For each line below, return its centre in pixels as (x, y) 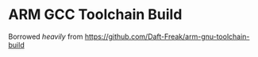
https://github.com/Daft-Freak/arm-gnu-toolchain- (167, 36)
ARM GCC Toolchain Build (95, 15)
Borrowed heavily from (46, 36)
